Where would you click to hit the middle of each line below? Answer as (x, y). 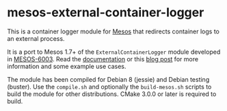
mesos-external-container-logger (106, 13)
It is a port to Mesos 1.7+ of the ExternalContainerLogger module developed (114, 52)
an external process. (36, 38)
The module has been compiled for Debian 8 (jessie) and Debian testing (108, 79)
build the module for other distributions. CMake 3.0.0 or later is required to (112, 94)
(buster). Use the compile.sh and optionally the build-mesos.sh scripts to (109, 86)
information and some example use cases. (67, 66)
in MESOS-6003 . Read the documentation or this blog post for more (103, 59)
